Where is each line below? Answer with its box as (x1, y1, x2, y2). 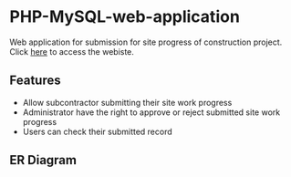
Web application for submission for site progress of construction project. (9, 36, 283, 47)
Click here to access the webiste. (9, 46, 135, 57)
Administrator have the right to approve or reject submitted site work (22, 107, 281, 118)
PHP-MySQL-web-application (9, 6, 240, 27)
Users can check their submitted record (22, 126, 173, 137)
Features (9, 73, 61, 88)
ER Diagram (9, 152, 78, 168)
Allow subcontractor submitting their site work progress (22, 97, 233, 108)
